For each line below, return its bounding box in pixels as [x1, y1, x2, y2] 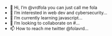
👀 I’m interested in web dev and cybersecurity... [9, 10, 108, 16]
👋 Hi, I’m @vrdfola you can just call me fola [9, 5, 98, 10]
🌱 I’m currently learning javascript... [9, 15, 83, 20]
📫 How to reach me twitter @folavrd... [9, 26, 89, 31]
